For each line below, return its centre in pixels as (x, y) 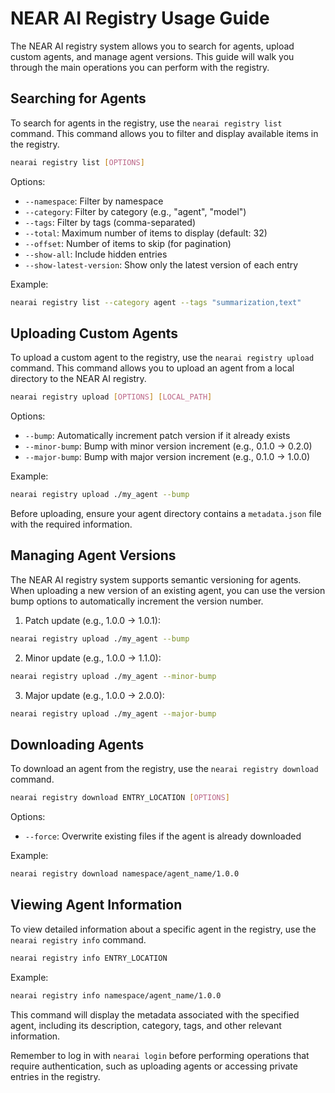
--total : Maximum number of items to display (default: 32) (146, 233)
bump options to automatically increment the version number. (137, 601)
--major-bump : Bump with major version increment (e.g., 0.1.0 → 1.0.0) (167, 457)
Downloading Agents (77, 744)
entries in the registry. (55, 1076)
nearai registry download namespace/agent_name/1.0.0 (125, 874)
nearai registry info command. (78, 939)
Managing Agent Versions (93, 555)
